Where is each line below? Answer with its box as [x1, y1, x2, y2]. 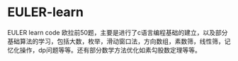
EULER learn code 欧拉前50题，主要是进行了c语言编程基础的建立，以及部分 [7, 28, 228, 36]
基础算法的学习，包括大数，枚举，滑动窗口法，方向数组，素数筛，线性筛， [7, 36, 225, 46]
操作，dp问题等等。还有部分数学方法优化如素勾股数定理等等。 [19, 46, 202, 54]
